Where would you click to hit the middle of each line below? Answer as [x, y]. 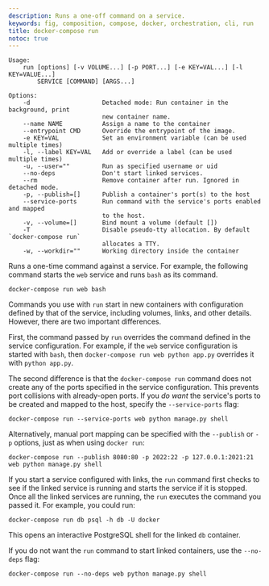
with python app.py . [41, 363]
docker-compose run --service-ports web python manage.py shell [118, 419]
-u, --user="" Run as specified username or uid [120, 166]
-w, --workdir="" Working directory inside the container [131, 251]
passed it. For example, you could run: [72, 505]
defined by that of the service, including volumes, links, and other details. [130, 313]
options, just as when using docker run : [79, 443]
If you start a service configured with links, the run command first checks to [134, 479]
